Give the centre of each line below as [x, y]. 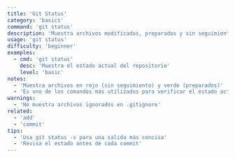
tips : [15, 131]
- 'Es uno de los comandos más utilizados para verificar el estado [115, 92]
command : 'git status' [40, 27]
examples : [22, 53]
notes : [17, 79]
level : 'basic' [42, 72]
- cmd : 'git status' [43, 59]
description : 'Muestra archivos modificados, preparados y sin [101, 33]
